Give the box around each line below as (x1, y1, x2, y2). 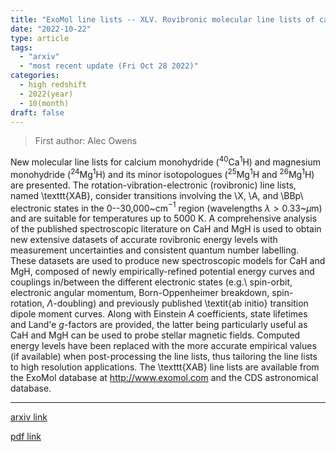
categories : (10, 71, 60, 81)
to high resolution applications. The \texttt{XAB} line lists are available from (10, 361, 320, 373)
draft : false (10, 107, 65, 118)
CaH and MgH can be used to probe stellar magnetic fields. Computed (10, 329, 301, 341)
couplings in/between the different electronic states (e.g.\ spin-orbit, (10, 276, 293, 288)
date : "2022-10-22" (10, 24, 92, 34)
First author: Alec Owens (34, 135, 138, 147)
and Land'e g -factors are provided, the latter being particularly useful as (10, 319, 308, 331)
